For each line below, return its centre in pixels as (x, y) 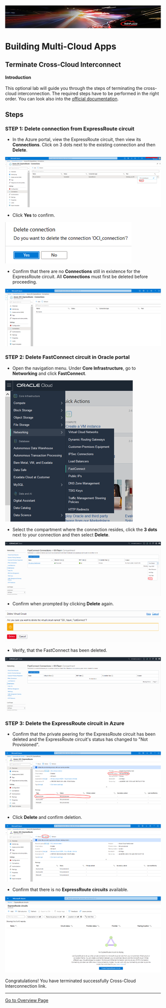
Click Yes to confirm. (34, 215)
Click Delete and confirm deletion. (47, 817)
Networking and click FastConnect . (49, 373)
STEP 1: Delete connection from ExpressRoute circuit (70, 129)
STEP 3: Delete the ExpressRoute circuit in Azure (65, 723)
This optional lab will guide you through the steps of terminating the (74, 88)
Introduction (18, 77)
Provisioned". (26, 745)
